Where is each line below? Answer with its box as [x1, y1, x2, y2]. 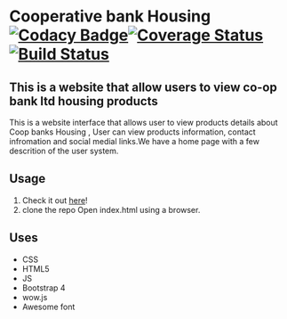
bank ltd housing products [9, 94, 158, 109]
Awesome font [21, 301, 76, 312]
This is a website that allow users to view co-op [9, 79, 277, 94]
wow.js [21, 291, 48, 302]
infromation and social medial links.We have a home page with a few [9, 136, 260, 146]
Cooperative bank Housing [9, 6, 211, 27]
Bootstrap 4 [21, 282, 66, 293]
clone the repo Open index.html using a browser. [21, 204, 201, 215]
